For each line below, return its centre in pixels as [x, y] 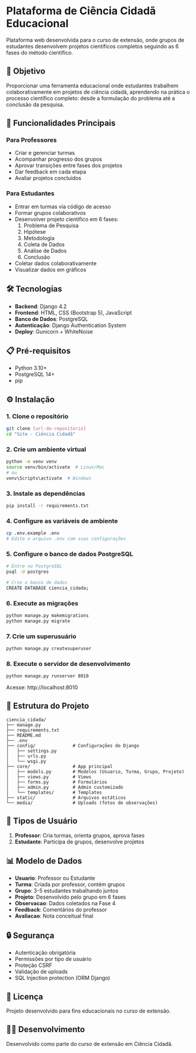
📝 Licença [25, 996]
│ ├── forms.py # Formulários [57, 782]
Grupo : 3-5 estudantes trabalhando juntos [67, 891]
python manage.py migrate [38, 621]
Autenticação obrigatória [45, 953]
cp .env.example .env [33, 533]
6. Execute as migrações [42, 603]
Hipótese [35, 231]
